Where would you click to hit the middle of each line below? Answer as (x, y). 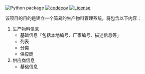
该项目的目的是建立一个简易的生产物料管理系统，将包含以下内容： (73, 18)
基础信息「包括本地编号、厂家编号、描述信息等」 (70, 35)
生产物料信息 (26, 29)
